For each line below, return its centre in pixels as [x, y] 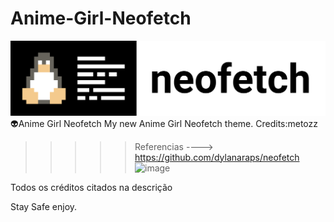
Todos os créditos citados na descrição [91, 187]
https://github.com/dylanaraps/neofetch [217, 157]
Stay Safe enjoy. [44, 206]
